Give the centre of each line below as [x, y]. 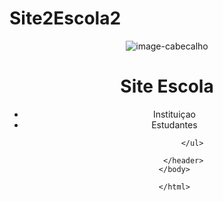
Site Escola [167, 86]
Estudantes [174, 124]
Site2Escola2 [65, 18]
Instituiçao [174, 114]
